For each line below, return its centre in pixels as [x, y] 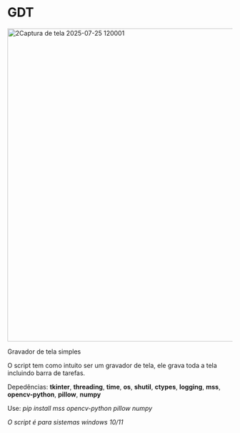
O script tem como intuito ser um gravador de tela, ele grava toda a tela [112, 365]
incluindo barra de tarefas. [46, 373]
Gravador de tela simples [44, 352]
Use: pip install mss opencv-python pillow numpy [80, 408]
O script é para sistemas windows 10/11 [65, 422]
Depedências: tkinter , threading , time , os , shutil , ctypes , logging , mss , [114, 387]
